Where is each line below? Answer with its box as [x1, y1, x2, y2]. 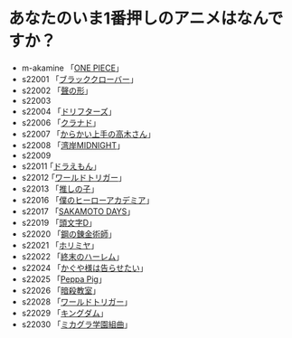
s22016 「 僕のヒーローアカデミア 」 [21, 194, 155, 205]
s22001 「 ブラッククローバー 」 [21, 73, 138, 84]
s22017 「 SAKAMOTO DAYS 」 [21, 205, 136, 217]
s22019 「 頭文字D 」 [21, 217, 97, 228]
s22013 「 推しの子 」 [21, 183, 99, 194]
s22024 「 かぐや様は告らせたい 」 [21, 262, 148, 273]
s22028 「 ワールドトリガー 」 [21, 296, 133, 307]
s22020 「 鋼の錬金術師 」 [21, 228, 117, 239]
